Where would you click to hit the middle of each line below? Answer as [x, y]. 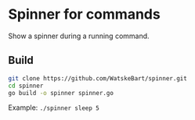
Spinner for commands [84, 14]
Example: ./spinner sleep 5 [54, 108]
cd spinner [26, 86]
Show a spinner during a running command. [79, 36]
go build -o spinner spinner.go [61, 93]
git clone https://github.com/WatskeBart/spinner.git [98, 78]
